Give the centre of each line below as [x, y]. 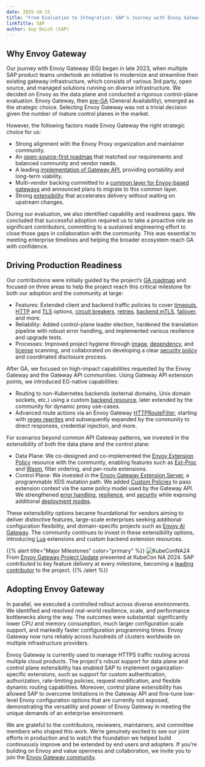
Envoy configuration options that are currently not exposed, [94, 700]
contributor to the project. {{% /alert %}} [57, 570]
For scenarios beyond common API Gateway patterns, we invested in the [98, 437]
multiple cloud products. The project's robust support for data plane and [97, 661]
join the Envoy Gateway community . [51, 757]
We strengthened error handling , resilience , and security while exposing [106, 494]
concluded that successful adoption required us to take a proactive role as [100, 221]
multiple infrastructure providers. [48, 643]
